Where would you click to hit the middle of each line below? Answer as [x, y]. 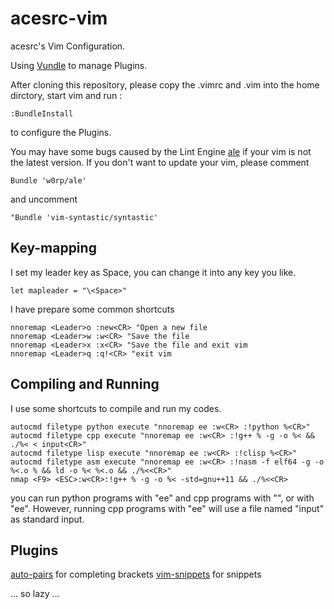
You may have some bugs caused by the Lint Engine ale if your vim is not [161, 151]
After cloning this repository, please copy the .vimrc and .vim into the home [165, 84]
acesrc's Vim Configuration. [68, 46]
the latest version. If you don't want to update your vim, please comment [160, 162]
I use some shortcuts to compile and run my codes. [116, 408]
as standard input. [47, 519]
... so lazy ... [35, 594]
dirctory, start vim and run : [66, 95]
